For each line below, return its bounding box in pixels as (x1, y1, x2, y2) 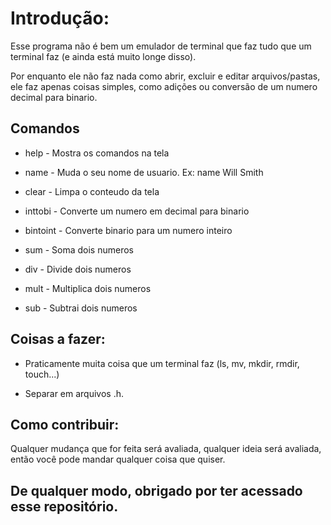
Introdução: (10, 7, 110, 30)
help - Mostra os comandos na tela (24, 147, 170, 159)
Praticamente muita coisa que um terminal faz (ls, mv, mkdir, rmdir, (24, 357, 300, 369)
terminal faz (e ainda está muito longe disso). (10, 50, 197, 62)
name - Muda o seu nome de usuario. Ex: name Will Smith (24, 166, 264, 178)
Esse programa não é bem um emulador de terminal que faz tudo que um (10, 40, 312, 52)
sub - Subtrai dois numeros (24, 302, 138, 314)
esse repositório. (10, 498, 119, 515)
